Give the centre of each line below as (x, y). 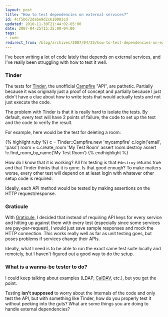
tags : (11, 33)
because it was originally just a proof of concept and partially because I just (83, 91)
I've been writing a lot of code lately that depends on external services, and (83, 57)
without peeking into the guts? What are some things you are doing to (77, 303)
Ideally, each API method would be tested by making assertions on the (77, 188)
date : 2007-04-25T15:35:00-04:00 (40, 29)
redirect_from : (21, 43)
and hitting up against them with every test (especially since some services (82, 223)
